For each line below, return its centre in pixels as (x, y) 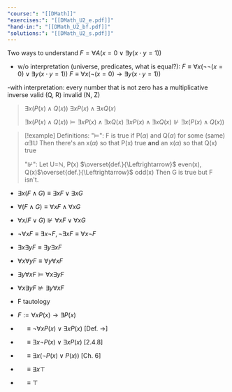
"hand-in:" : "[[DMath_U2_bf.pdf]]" (59, 27)
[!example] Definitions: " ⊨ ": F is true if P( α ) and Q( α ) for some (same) (125, 136)
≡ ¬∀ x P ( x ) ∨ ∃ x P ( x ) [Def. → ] (67, 328)
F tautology (34, 302)
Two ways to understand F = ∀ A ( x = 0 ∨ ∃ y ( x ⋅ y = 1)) (85, 53)
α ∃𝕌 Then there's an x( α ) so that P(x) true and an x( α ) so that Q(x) (121, 143)
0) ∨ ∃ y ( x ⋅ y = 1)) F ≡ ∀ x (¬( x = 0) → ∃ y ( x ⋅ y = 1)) (89, 74)
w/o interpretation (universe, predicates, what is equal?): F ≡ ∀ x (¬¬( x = (120, 66)
